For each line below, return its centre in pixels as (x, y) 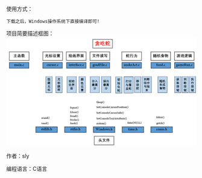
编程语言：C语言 (27, 168)
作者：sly (18, 156)
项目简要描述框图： (30, 33)
